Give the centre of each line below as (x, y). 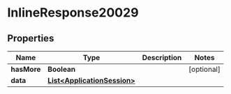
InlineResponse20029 (73, 13)
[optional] (204, 69)
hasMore (26, 69)
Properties (31, 38)
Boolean (62, 69)
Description (162, 58)
